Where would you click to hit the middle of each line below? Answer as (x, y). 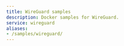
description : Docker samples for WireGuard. (63, 17)
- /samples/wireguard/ (34, 34)
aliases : (17, 28)
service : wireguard (31, 23)
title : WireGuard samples (38, 12)
